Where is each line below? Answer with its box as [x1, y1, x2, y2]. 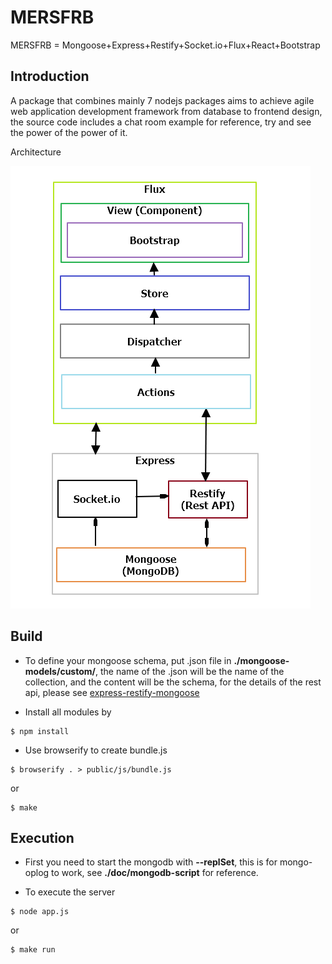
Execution [10, 829, 75, 846]
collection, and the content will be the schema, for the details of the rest [24, 676, 322, 688]
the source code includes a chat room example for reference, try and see [10, 116, 312, 128]
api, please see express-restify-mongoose [24, 686, 200, 698]
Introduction [10, 68, 90, 85]
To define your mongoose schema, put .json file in [24, 654, 232, 666]
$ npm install [10, 726, 70, 736]
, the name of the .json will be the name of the [94, 665, 285, 677]
